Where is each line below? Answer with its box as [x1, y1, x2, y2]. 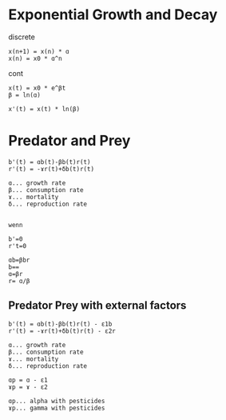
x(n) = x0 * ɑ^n [8, 54, 62, 62]
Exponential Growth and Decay [8, 6, 218, 24]
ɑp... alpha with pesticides [8, 397, 105, 405]
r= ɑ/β [8, 277, 30, 285]
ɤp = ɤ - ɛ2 [8, 382, 48, 391]
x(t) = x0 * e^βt [8, 84, 66, 92]
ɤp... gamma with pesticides [8, 404, 105, 412]
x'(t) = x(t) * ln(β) [8, 105, 81, 113]
